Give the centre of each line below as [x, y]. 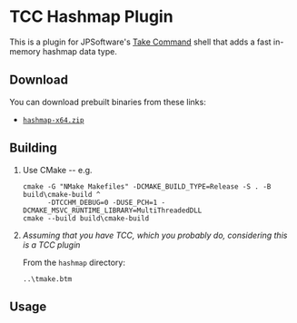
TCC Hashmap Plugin [92, 17]
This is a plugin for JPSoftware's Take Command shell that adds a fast [140, 42]
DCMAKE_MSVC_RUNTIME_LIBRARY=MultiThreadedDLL [112, 210]
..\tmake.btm [47, 279]
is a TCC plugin [51, 245]
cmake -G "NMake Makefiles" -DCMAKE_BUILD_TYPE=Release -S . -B [147, 186]
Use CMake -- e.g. [57, 170]
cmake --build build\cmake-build [86, 218]
